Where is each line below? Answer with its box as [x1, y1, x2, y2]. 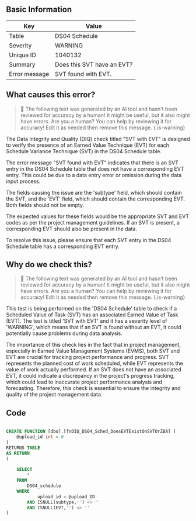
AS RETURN [6, 450, 30, 456]
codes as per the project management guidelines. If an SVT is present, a [6, 219, 180, 226]
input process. [6, 178, 41, 185]
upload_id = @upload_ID [37, 494, 95, 499]
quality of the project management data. [6, 391, 103, 398]
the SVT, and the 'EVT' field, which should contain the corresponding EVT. [6, 195, 185, 202]
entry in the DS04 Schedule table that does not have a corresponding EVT [6, 165, 184, 172]
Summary [9, 60, 36, 68]
